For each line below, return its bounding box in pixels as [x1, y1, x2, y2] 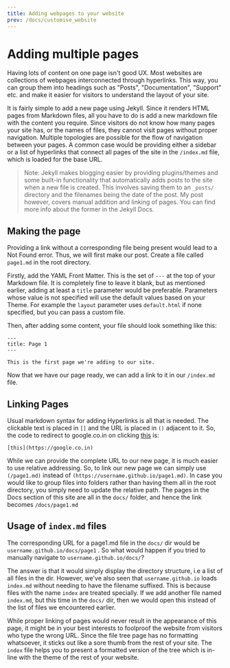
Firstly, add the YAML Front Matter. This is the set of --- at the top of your [7, 271, 216, 280]
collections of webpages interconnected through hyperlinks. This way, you [7, 76, 218, 85]
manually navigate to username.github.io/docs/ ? [7, 553, 145, 561]
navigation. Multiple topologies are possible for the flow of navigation [7, 134, 203, 142]
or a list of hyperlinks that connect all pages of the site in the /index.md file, [7, 148, 220, 156]
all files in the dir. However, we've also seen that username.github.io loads [7, 574, 218, 582]
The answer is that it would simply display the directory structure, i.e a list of [7, 566, 223, 575]
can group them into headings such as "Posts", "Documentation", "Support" [7, 83, 222, 92]
